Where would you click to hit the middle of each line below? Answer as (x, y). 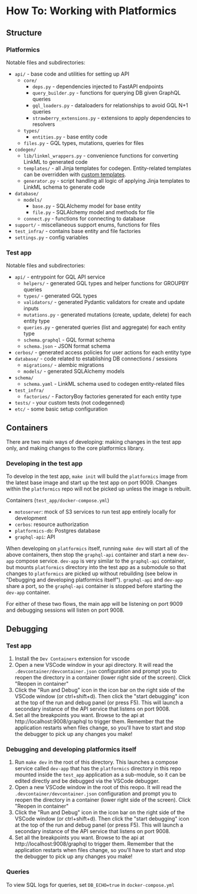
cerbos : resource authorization (52, 524)
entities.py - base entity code (70, 137)
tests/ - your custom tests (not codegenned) (70, 403)
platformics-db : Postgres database (58, 531)
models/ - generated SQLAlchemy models (74, 372)
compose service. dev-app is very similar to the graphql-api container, (101, 561)
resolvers (44, 124)
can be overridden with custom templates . (75, 174)
